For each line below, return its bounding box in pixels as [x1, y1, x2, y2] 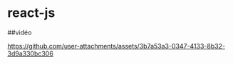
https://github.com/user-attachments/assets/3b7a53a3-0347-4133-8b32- [7, 41, 226, 50]
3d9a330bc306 [7, 49, 53, 58]
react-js [7, 5, 56, 21]
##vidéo [7, 28, 32, 37]
